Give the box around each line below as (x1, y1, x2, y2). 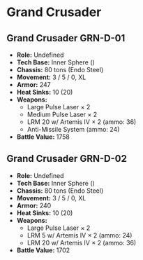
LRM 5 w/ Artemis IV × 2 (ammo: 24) (27, 231, 133, 239)
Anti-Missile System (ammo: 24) (27, 125, 120, 133)
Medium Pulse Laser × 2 (27, 110, 98, 118)
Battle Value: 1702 (16, 246, 70, 254)
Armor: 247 (16, 81, 52, 88)
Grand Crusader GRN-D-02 (6, 153, 127, 165)
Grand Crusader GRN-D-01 (6, 32, 126, 44)
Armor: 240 (16, 201, 52, 210)
